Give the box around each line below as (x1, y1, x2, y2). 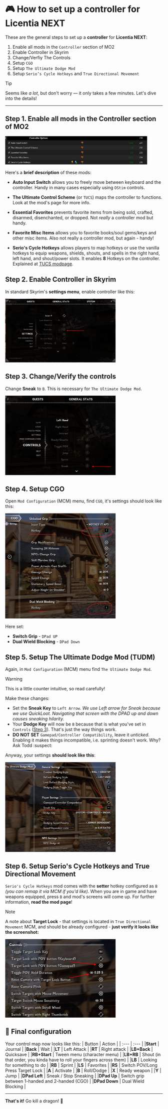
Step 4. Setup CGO (5, 485, 65, 494)
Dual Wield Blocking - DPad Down (12, 638, 80, 645)
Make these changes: (5, 695, 50, 701)
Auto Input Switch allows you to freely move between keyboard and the (12, 179, 161, 185)
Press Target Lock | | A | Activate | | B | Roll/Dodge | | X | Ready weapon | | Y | (5, 1067, 161, 1073)
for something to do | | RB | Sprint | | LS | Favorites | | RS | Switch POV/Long (5, 1062, 157, 1068)
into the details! (5, 95, 37, 101)
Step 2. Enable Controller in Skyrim (5, 275, 116, 284)
